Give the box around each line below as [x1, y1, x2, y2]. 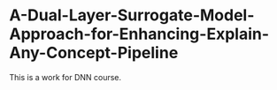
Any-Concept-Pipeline [9, 43, 179, 63]
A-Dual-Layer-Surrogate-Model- [9, 5, 255, 26]
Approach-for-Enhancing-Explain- [9, 24, 270, 44]
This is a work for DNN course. [9, 71, 122, 82]
